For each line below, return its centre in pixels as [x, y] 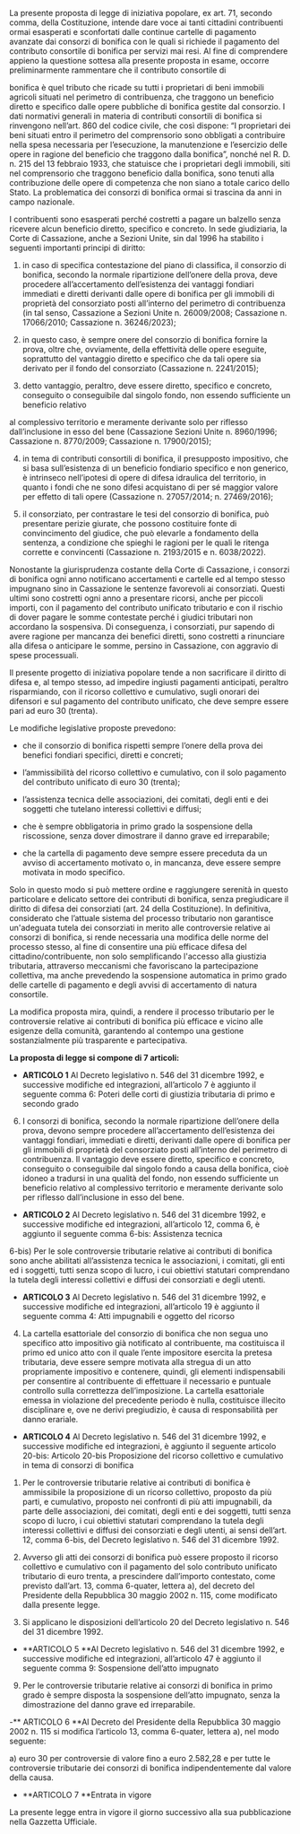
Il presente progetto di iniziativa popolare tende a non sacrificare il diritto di [148, 673]
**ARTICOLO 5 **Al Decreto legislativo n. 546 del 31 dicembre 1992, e [153, 1649]
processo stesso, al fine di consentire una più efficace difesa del [129, 947]
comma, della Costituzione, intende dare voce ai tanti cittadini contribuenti [146, 22]
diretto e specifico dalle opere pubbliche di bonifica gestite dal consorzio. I [147, 106]
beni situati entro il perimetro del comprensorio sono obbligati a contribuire [147, 135]
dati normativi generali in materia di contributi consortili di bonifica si [136, 116]
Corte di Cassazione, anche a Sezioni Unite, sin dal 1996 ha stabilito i [137, 238]
